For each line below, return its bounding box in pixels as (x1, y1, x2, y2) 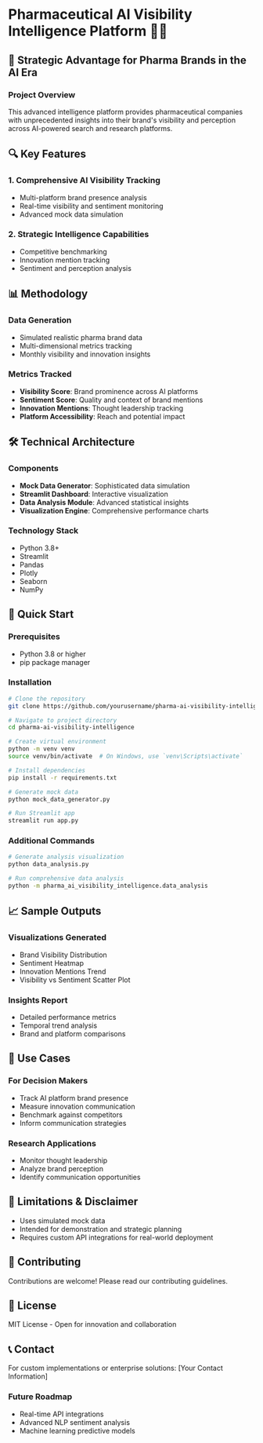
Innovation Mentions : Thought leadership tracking (19, 403, 184, 413)
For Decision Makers (8, 1076, 88, 1087)
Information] (8, 1372, 49, 1381)
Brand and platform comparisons (19, 1028, 126, 1038)
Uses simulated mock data (19, 1215, 106, 1226)
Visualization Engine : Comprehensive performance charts (19, 506, 209, 515)
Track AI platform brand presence (19, 1093, 129, 1102)
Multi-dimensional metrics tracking (19, 341, 132, 350)
